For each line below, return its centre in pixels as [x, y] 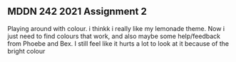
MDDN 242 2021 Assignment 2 [77, 12]
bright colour [26, 51]
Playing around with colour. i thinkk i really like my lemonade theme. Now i [116, 28]
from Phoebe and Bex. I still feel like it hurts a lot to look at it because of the [118, 43]
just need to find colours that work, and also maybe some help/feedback [114, 36]
